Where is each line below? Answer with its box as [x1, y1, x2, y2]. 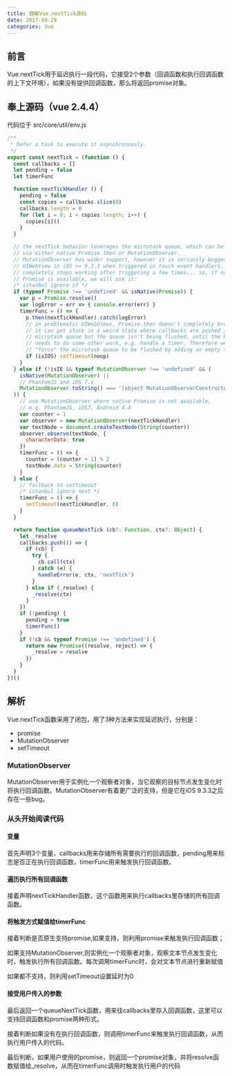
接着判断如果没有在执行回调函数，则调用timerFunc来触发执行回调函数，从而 [7, 1030, 224, 1038]
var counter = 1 [19, 410, 67, 418]
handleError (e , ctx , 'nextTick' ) [37, 571, 135, 579]
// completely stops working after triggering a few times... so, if [13, 269, 217, 276]
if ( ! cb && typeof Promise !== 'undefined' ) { [19, 635, 156, 643]
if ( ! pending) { [19, 610, 67, 617]
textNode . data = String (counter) [25, 462, 122, 469]
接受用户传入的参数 [7, 989, 62, 998]
